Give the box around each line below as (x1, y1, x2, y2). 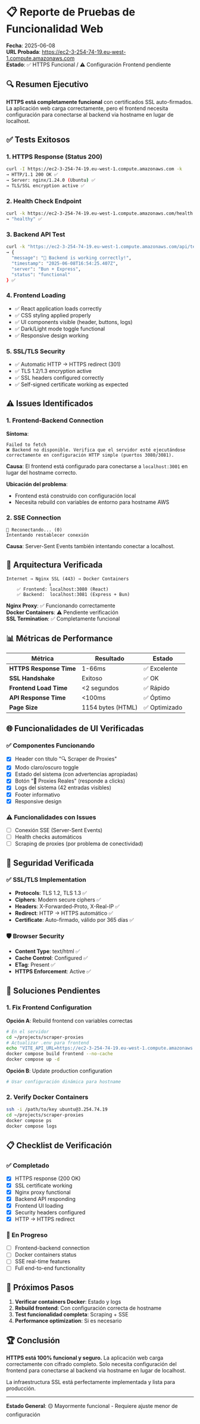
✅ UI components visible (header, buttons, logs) (14, 318, 133, 325)
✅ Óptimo (143, 693, 171, 702)
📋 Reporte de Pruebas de (6, 5, 136, 19)
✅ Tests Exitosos (6, 135, 70, 145)
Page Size (9, 703, 38, 711)
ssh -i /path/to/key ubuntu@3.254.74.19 (6, 1107, 108, 1113)
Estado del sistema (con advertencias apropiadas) (14, 771, 138, 778)
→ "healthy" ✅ (6, 216, 42, 222)
